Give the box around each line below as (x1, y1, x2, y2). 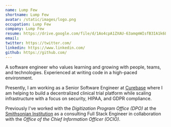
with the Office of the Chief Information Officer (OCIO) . (5, 116, 121, 122)
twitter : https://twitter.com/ (5, 41, 72, 46)
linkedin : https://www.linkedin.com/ (5, 45, 85, 50)
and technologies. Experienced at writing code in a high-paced (5, 69, 137, 75)
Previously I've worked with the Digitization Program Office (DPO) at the (5, 105, 157, 111)
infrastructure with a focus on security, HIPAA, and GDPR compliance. (5, 95, 152, 102)
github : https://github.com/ (5, 50, 67, 55)
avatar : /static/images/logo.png (5, 17, 76, 22)
